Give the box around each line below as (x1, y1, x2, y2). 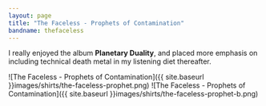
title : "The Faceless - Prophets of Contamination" (8, 19, 184, 27)
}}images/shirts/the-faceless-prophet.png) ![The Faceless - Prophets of (8, 80, 246, 90)
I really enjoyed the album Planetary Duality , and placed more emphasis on (8, 49, 258, 58)
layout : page (8, 11, 52, 20)
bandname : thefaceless (8, 26, 84, 34)
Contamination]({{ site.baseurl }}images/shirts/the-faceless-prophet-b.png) (8, 89, 259, 99)
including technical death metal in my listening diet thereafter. (8, 57, 212, 66)
